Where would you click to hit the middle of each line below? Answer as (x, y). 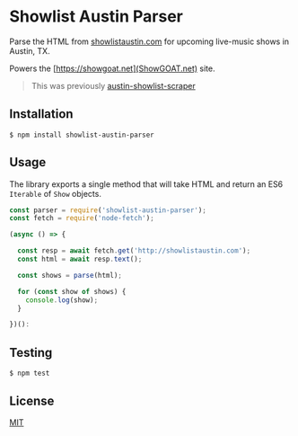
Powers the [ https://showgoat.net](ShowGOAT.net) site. (112, 68)
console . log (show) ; (62, 300)
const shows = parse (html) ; (70, 275)
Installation (41, 114)
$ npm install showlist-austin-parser (82, 135)
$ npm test (30, 374)
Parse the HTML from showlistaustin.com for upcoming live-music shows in (149, 41)
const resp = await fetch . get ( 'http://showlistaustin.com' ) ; (134, 251)
